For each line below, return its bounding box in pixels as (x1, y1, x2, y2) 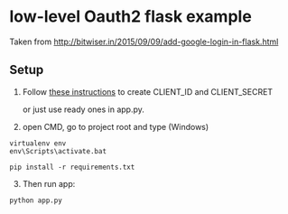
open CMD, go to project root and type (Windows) (22, 121, 209, 132)
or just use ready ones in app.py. (22, 104, 144, 115)
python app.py (9, 196, 63, 205)
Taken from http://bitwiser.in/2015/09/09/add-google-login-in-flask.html (9, 36, 279, 47)
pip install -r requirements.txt (9, 163, 135, 172)
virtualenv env (9, 138, 67, 148)
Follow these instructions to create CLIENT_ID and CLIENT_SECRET (22, 86, 274, 97)
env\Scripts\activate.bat (9, 146, 107, 155)
